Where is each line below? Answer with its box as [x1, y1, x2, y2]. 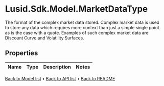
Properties [5, 49, 38, 57]
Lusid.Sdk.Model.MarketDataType [5, 3, 148, 15]
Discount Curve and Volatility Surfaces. [5, 35, 84, 41]
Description [43, 63, 71, 70]
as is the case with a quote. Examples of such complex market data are [5, 30, 149, 35]
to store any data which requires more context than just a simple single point [5, 24, 159, 30]
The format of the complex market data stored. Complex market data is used [5, 19, 160, 25]
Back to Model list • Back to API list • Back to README [5, 75, 115, 81]
